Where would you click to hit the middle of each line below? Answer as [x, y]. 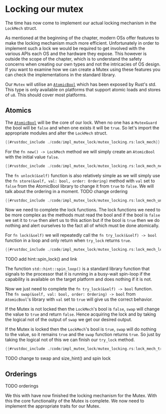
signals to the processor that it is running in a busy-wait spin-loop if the [78, 274]
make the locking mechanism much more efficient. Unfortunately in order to [82, 43]
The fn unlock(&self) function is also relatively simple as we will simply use [83, 175]
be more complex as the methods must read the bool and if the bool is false [83, 215]
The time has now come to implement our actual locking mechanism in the [81, 23]
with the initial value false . [32, 157]
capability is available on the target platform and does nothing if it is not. [79, 279]
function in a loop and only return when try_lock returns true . [68, 241]
